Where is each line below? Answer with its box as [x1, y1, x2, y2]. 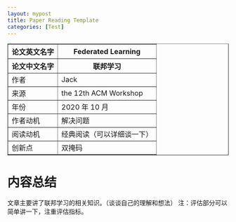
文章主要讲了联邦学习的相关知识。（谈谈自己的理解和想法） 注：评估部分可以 [7, 199, 228, 207]
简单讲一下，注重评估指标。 [7, 207, 88, 216]
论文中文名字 [11, 62, 55, 71]
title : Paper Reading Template [7, 17, 99, 24]
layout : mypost [7, 10, 52, 18]
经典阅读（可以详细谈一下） [61, 130, 153, 139]
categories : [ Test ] [7, 23, 65, 30]
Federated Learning [73, 47, 141, 57]
